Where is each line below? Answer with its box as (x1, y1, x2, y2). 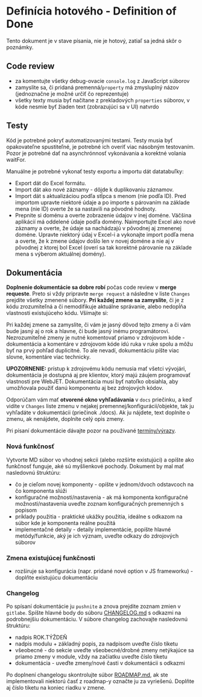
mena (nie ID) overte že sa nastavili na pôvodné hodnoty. (14, 205, 157, 213)
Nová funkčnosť (6, 442, 55, 451)
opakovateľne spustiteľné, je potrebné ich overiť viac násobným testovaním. (6, 143, 195, 150)
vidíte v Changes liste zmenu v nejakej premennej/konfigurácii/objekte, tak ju (6, 403, 194, 410)
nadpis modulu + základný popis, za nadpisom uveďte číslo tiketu (14, 640, 178, 647)
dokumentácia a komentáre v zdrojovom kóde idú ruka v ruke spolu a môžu (6, 340, 193, 348)
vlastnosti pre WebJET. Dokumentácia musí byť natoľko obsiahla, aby (6, 378, 178, 385)
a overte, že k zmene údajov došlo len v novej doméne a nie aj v (14, 237, 174, 245)
